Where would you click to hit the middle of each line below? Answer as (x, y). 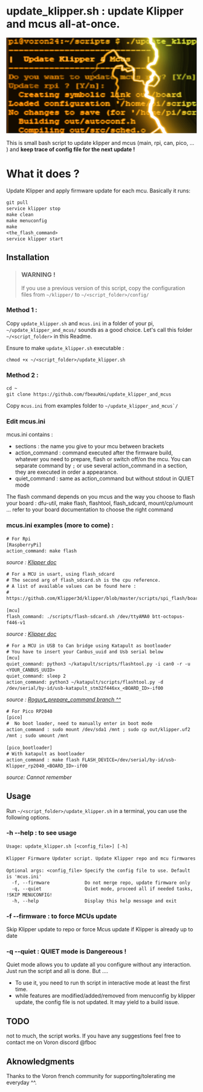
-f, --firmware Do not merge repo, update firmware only (101, 883)
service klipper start (35, 239)
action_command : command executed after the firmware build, (94, 453)
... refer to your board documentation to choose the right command (90, 510)
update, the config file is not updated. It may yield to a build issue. (97, 1002)
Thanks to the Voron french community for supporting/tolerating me (91, 1076)
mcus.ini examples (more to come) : (60, 525)
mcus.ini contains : (30, 434)
